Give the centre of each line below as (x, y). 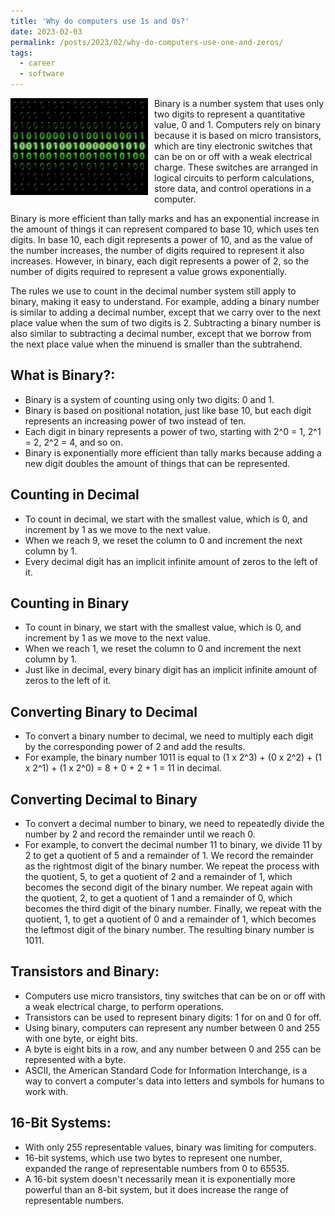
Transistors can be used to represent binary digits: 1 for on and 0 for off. (173, 1017)
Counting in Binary (70, 603)
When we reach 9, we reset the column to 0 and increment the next (163, 540)
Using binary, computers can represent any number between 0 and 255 (172, 1027)
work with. (46, 1091)
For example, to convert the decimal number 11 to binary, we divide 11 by (173, 845)
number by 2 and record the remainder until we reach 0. (140, 834)
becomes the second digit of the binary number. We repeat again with (168, 887)
